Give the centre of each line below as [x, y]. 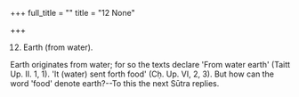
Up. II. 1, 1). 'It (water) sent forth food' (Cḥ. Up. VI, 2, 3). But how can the [142, 74]
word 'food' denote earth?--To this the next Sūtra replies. [115, 83]
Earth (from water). [58, 47]
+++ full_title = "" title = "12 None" [73, 13]
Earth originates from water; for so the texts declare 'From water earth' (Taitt [150, 65]
